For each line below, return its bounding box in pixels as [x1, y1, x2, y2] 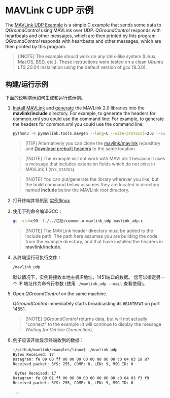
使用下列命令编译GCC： [12, 208, 63, 214]
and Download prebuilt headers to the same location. [25, 146, 137, 152]
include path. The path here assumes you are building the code [25, 233, 158, 239]
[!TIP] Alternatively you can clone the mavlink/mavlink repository [25, 140, 161, 146]
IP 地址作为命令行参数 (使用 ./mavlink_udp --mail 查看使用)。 [18, 280, 148, 287]
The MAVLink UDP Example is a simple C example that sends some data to [5, 21, 161, 28]
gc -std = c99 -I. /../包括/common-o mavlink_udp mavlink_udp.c [12, 218, 144, 223]
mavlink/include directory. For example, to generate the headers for [12, 110, 156, 116]
